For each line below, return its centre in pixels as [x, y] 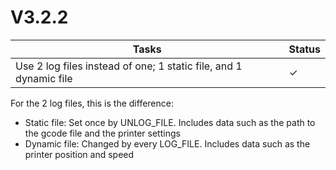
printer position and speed [79, 154]
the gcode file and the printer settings [102, 133]
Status [304, 49]
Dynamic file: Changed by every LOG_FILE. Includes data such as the [167, 143]
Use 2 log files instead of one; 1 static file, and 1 [129, 66]
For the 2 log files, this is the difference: [92, 103]
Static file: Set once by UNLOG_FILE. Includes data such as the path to [170, 122]
